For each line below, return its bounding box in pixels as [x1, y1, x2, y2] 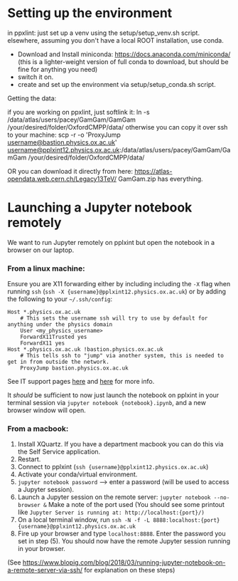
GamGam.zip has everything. [118, 174, 204, 183]
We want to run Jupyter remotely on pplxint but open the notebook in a [7, 238, 215, 246]
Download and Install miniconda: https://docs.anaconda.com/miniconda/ [17, 50, 231, 58]
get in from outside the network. [7, 358, 110, 366]
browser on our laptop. [7, 246, 75, 254]
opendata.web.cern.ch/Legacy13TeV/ [7, 174, 117, 183]
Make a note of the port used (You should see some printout [48, 501, 225, 509]
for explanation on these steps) [84, 566, 175, 575]
